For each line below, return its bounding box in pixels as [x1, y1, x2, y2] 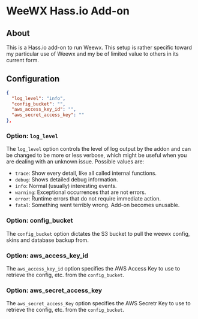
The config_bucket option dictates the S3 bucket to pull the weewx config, [6, 230, 190, 237]
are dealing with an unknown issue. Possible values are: [6, 158, 145, 165]
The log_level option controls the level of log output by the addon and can [6, 145, 191, 153]
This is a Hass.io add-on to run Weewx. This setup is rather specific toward [6, 44, 192, 51]
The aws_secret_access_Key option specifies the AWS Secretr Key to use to [6, 300, 191, 307]
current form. [6, 57, 39, 63]
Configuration [6, 74, 60, 84]
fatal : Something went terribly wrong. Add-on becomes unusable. [14, 202, 180, 209]
